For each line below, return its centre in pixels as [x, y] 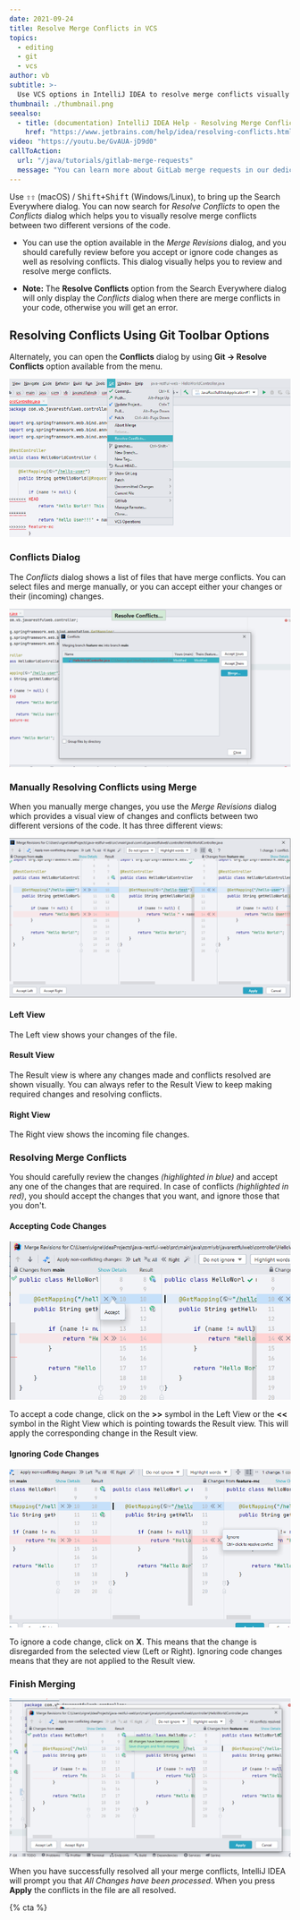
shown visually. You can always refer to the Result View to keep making [141, 1084]
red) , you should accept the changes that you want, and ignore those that [144, 1196]
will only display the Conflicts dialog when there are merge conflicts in [151, 298]
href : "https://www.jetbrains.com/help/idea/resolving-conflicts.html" [161, 132]
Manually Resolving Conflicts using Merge [103, 788]
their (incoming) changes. [57, 596]
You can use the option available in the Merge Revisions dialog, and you [154, 243]
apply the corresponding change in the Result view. [104, 1433]
